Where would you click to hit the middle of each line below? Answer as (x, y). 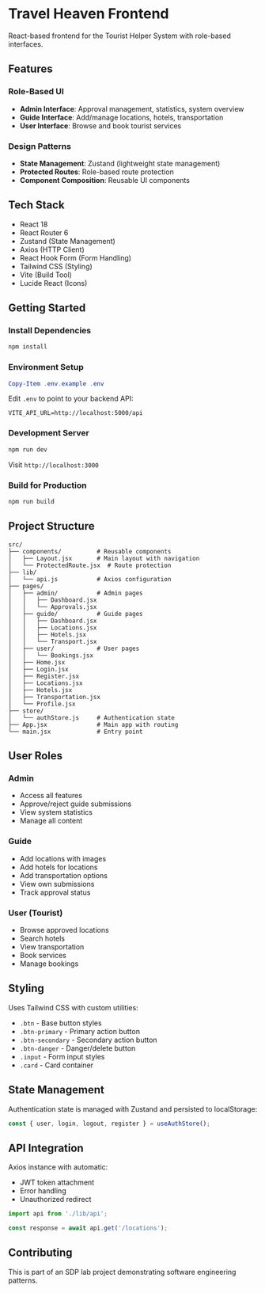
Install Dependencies (50, 331)
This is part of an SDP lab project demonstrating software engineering (122, 1272)
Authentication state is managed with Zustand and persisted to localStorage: (133, 1109)
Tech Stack (36, 205)
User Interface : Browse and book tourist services (100, 125)
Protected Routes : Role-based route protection (97, 172)
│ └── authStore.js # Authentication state (92, 717)
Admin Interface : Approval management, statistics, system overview (132, 108)
